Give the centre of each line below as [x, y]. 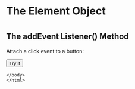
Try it [15, 63]
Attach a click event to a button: [45, 51]
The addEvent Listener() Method [67, 37]
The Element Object [56, 11]
